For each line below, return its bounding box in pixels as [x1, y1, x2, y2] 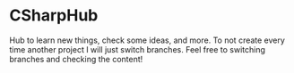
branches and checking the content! [9, 53, 143, 64]
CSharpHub [9, 5, 99, 26]
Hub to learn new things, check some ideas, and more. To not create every [9, 35, 285, 45]
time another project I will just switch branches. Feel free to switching [9, 44, 266, 54]
